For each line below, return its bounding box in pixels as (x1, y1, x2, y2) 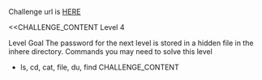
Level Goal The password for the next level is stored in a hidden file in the (8, 38, 254, 48)
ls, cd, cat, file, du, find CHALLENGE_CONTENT (19, 62, 180, 72)
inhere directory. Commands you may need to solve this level (8, 47, 213, 56)
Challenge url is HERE (8, 7, 81, 16)
